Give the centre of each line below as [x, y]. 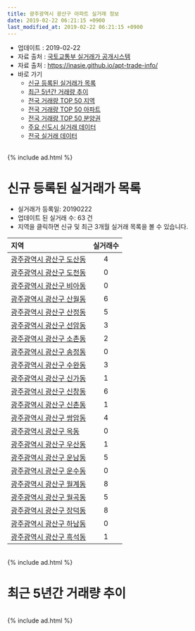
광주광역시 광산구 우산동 [49, 445]
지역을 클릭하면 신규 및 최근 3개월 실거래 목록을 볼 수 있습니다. [103, 227]
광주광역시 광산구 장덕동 [49, 510]
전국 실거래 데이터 [52, 136]
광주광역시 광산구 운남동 [49, 458]
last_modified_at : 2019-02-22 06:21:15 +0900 [75, 27]
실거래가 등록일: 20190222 [55, 209]
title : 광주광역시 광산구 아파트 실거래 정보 [63, 14]
